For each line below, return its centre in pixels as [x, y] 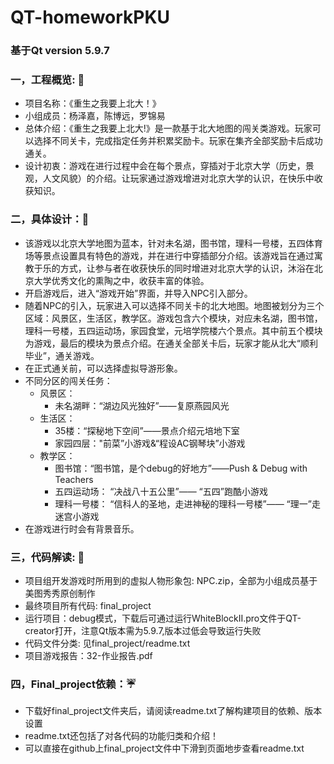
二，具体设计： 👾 [50, 219]
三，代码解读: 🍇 [47, 557]
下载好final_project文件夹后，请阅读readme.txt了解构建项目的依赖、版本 [173, 711]
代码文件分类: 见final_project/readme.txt [107, 643]
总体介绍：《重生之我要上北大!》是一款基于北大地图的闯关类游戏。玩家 [168, 128]
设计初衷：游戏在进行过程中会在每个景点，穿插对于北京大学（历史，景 [169, 166]
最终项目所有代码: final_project [88, 605]
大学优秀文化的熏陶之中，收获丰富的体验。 [121, 280]
